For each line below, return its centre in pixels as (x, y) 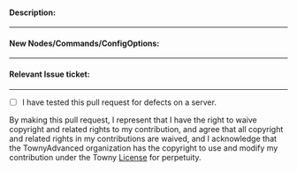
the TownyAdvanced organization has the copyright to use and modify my (144, 148)
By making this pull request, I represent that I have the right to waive (133, 120)
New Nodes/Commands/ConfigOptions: (84, 43)
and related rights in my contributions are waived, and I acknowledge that (143, 138)
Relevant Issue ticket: (49, 74)
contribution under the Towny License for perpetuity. (105, 157)
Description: (32, 12)
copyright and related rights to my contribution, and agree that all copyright (146, 129)
